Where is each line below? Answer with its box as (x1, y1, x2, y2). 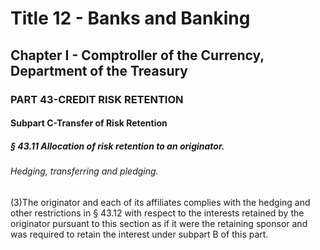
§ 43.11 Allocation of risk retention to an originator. (10, 140, 225, 152)
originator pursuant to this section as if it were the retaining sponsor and (10, 217, 308, 229)
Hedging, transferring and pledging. (10, 165, 159, 177)
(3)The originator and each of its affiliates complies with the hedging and (10, 196, 311, 208)
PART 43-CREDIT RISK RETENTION (10, 92, 184, 106)
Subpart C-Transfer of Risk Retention (10, 117, 168, 129)
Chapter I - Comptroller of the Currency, (10, 47, 265, 64)
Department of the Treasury (10, 62, 189, 79)
